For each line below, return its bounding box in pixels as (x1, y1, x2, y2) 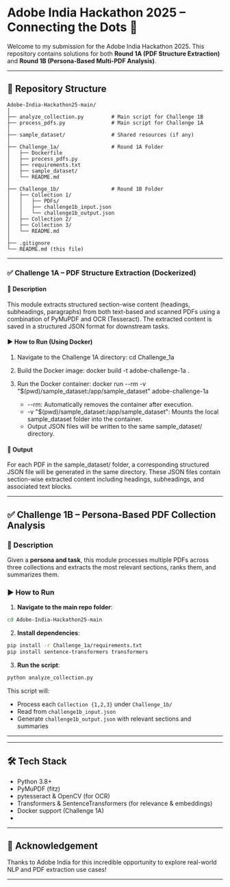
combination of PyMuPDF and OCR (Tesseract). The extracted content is (7, 315, 212, 323)
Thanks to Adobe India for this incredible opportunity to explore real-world (7, 858, 217, 866)
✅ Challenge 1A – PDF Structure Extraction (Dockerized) (7, 268, 196, 278)
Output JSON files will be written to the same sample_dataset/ (27, 423, 203, 431)
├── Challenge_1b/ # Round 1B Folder (7, 186, 164, 192)
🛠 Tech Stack (7, 756, 67, 767)
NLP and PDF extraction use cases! (7, 866, 107, 874)
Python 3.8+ (16, 777, 53, 785)
